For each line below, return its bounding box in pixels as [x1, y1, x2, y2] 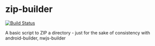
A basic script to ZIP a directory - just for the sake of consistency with [5, 29, 150, 35]
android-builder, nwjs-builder [5, 35, 66, 41]
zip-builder [5, 3, 53, 15]
